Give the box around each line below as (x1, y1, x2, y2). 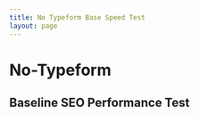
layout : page (9, 21, 58, 30)
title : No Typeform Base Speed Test (9, 12, 145, 22)
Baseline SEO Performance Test (9, 95, 190, 111)
